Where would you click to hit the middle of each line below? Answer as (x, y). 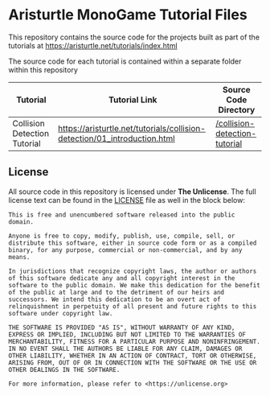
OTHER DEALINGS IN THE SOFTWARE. (64, 369)
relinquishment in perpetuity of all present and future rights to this (133, 306)
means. (19, 257)
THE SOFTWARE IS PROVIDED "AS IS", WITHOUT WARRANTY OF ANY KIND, (122, 328)
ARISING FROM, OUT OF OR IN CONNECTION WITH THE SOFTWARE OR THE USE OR (133, 363)
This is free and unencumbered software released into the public (122, 215)
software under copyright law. (61, 313)
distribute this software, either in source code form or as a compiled (133, 243)
